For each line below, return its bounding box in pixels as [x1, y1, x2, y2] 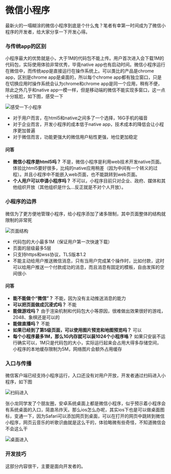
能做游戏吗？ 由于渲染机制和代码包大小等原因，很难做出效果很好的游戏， [12, 308, 166, 314]
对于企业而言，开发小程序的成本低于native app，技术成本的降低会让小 [12, 121, 160, 128]
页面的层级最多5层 [12, 245, 52, 251]
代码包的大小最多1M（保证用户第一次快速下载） [12, 238, 113, 244]
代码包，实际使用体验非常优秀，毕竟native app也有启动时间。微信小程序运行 [5, 61, 165, 68]
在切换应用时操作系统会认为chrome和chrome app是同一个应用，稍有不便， [5, 81, 163, 87]
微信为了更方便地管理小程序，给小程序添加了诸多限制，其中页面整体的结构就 [5, 210, 166, 216]
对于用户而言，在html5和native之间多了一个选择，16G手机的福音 [12, 115, 148, 121]
